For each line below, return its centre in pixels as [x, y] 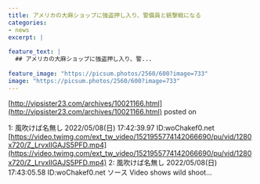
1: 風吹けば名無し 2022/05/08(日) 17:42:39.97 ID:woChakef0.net [111, 128]
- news [19, 30]
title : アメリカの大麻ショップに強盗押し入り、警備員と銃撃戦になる [105, 15]
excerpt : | [26, 37]
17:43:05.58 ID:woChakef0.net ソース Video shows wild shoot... [110, 172]
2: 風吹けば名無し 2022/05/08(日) [163, 162]
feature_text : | [34, 52]
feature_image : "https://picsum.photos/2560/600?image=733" [108, 74]
